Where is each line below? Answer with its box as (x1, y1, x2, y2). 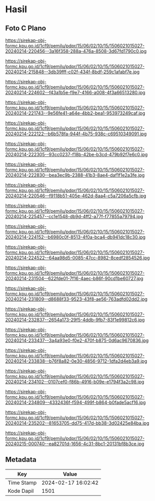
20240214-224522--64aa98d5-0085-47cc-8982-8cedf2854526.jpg (5, 255, 150, 260)
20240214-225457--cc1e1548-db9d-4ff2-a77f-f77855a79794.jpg (5, 214, 143, 219)
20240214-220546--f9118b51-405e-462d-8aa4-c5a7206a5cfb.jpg (5, 193, 146, 199)
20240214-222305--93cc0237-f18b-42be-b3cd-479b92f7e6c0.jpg (5, 152, 148, 157)
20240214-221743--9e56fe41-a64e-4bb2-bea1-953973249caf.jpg (5, 110, 145, 116)
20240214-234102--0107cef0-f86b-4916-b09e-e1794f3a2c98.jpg (5, 379, 145, 385)
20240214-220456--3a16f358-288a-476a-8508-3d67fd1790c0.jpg (5, 48, 147, 54)
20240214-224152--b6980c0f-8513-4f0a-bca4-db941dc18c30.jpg (5, 234, 146, 240)
